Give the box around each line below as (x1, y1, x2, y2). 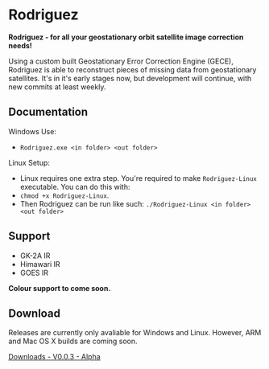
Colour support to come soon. (8, 283, 111, 293)
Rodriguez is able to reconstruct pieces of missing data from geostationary (8, 64, 257, 74)
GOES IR (19, 268, 49, 277)
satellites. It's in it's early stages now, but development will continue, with (8, 73, 252, 83)
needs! (8, 40, 32, 50)
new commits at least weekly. (8, 82, 106, 92)
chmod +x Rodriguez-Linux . (19, 191, 110, 200)
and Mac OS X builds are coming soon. (8, 336, 139, 346)
